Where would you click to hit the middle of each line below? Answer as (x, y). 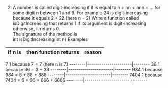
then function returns (53, 52)
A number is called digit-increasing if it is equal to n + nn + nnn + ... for (87, 7)
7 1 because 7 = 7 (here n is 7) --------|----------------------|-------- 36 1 (82, 64)
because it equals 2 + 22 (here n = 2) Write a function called (76, 18)
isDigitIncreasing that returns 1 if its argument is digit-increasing (79, 23)
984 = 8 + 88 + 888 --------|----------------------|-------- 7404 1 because (84, 75)
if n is (15, 52)
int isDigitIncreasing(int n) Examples (50, 39)
